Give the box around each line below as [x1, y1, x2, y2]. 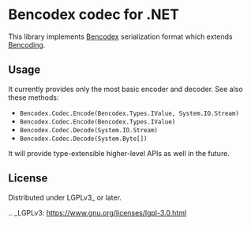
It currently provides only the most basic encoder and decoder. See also [8, 84, 243, 93]
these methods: [8, 93, 59, 102]
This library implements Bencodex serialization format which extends [8, 32, 233, 41]
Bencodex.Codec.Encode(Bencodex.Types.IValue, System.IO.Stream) [19, 109, 239, 117]
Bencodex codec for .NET [8, 6, 180, 24]
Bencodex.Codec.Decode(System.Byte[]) [19, 135, 148, 143]
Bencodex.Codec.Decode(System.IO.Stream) [19, 126, 158, 134]
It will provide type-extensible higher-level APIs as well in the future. [8, 148, 230, 158]
